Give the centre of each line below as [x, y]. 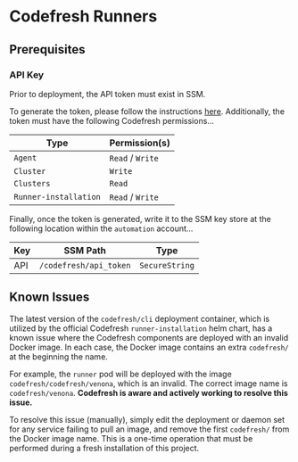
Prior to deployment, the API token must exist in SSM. [108, 94]
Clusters [32, 183]
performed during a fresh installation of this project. [104, 448]
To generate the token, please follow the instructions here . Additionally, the [147, 111]
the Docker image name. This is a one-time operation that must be [131, 438]
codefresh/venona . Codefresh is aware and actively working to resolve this [149, 392]
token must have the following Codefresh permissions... [112, 120]
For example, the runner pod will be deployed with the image [120, 374]
